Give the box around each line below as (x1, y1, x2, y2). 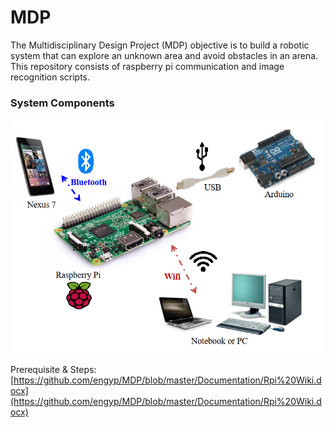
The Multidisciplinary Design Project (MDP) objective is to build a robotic (10, 39, 310, 51)
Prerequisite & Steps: (10, 363, 97, 375)
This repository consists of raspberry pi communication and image (10, 60, 285, 72)
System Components (10, 96, 115, 110)
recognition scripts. (10, 71, 91, 83)
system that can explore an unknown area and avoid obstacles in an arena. (10, 49, 319, 61)
